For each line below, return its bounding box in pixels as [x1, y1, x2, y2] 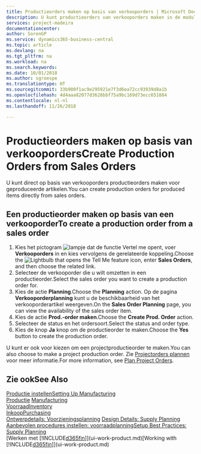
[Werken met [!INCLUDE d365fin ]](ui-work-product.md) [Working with [6, 434, 177, 442]
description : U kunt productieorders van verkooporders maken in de [6, 14, 181, 20]
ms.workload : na [6, 59, 47, 65]
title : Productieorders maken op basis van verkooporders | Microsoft [6, 8, 186, 15]
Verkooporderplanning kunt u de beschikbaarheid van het [14, 295, 160, 302]
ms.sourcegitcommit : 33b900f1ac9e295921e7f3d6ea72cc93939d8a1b [6, 87, 167, 93]
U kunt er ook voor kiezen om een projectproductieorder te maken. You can [6, 344, 191, 351]
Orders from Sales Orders [6, 159, 136, 173]
